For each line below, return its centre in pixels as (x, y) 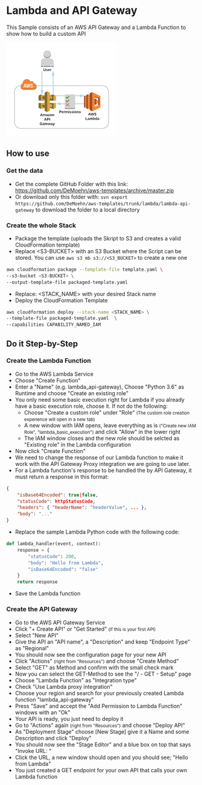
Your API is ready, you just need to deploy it (69, 719)
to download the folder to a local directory (87, 210)
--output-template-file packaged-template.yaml (67, 282)
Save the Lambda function (48, 593)
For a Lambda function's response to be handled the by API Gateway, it (103, 470)
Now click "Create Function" (50, 451)
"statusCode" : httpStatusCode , (56, 501)
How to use (28, 154)
